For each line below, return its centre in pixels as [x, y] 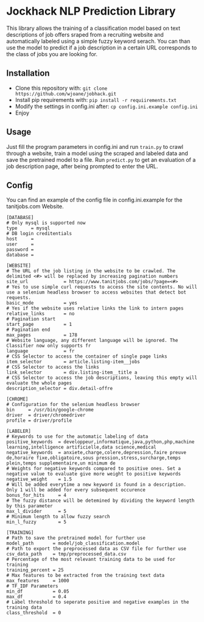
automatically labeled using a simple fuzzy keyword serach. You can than [98, 41]
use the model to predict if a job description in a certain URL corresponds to [102, 48]
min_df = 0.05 [38, 591]
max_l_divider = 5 [37, 512]
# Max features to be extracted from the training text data [86, 576]
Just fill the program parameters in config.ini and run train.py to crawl [95, 146]
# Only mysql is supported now [46, 223]
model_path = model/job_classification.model [73, 544]
